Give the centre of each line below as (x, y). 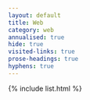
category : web (31, 30)
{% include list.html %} (45, 88)
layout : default (34, 15)
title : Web (26, 23)
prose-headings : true (43, 59)
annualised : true (36, 37)
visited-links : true (42, 52)
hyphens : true (31, 66)
